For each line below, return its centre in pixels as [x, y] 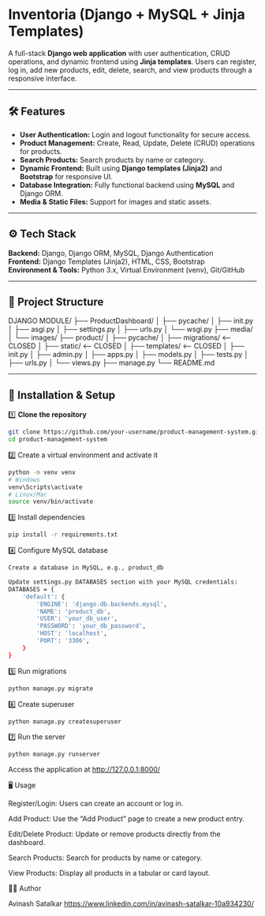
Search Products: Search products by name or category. [112, 160]
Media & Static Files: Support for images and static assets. [115, 201]
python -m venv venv [42, 472]
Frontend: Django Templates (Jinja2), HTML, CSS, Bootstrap [106, 261]
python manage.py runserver [54, 755]
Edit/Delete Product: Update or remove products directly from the [114, 834]
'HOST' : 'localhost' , [72, 633]
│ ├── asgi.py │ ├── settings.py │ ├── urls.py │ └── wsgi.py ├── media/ [131, 329]
